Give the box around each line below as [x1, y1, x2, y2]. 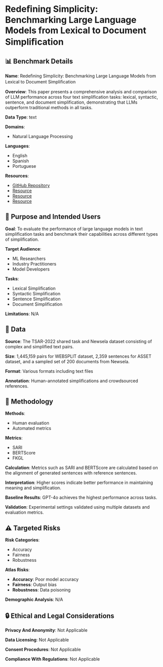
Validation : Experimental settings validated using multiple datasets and [5, 504, 150, 510]
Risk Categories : [5, 537, 40, 543]
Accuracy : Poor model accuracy [12, 576, 79, 583]
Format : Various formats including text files [5, 368, 93, 374]
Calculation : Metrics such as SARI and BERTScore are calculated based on [5, 465, 158, 471]
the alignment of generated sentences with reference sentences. [5, 470, 137, 476]
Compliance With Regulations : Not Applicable [5, 656, 100, 662]
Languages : [5, 143, 30, 149]
